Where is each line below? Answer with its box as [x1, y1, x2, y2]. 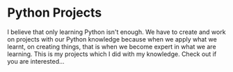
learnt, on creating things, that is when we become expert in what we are [7, 42, 217, 51]
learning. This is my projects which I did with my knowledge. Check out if [7, 50, 217, 58]
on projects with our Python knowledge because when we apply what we [7, 35, 217, 43]
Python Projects [7, 5, 102, 21]
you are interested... [7, 57, 65, 65]
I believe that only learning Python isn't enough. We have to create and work [7, 28, 226, 36]
